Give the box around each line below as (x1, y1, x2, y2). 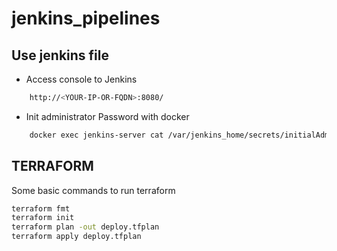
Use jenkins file (11, 47, 109, 64)
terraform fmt (11, 203, 71, 214)
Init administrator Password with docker (25, 110, 190, 122)
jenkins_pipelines (11, 7, 161, 30)
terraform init (11, 213, 75, 223)
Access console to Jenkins (25, 73, 138, 85)
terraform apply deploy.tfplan (11, 232, 142, 242)
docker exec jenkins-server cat (29, 130, 164, 140)
